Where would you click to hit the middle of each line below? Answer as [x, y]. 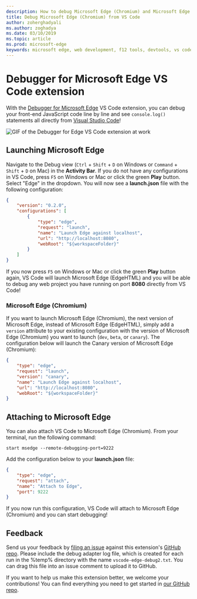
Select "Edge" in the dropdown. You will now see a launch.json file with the [97, 183]
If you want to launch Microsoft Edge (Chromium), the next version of [90, 318]
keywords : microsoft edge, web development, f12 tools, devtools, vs [93, 50]
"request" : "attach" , [43, 481]
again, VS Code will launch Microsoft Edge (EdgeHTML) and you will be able [98, 278]
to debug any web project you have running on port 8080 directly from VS [96, 284]
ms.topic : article [28, 39]
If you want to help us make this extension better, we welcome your [87, 578]
